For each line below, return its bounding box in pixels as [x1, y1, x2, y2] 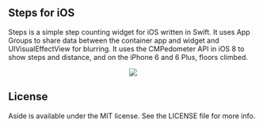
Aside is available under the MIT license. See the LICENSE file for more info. [8, 110, 256, 121]
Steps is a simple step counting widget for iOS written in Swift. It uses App [8, 27, 251, 36]
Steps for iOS [8, 6, 75, 20]
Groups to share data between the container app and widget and [8, 35, 219, 45]
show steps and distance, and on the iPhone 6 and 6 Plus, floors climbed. [8, 52, 248, 62]
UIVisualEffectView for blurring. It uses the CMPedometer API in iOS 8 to [8, 43, 245, 54]
